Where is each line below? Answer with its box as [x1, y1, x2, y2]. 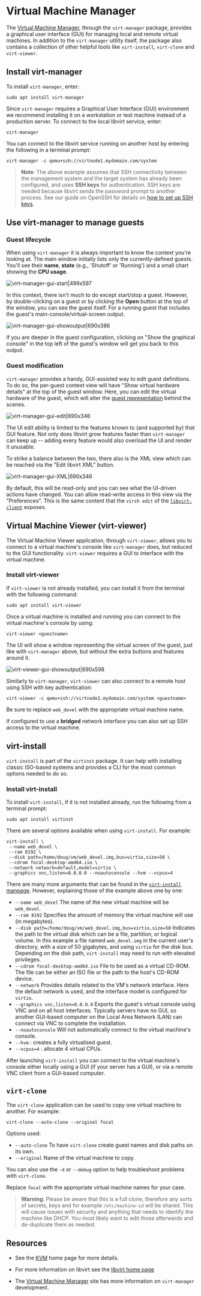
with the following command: [6, 591, 78, 598]
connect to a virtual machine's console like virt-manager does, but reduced [6, 543, 193, 550]
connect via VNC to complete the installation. [14, 1020, 127, 1027]
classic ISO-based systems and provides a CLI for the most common [6, 763, 176, 771]
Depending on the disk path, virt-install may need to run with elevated [14, 949, 195, 957]
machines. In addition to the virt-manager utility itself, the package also [6, 37, 182, 44]
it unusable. [6, 443, 35, 450]
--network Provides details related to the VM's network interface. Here [14, 981, 189, 988]
